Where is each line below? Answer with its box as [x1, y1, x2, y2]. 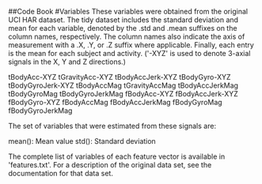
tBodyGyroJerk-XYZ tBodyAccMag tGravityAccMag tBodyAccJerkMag [8, 81, 239, 90]
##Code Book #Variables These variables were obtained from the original [8, 7, 248, 16]
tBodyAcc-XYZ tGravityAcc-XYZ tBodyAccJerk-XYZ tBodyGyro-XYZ [8, 73, 231, 81]
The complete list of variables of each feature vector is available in [8, 152, 226, 161]
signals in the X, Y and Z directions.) [8, 57, 127, 66]
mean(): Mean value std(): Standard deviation [8, 137, 156, 145]
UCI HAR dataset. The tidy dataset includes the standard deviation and [8, 15, 239, 24]
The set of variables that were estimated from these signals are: [8, 122, 216, 130]
